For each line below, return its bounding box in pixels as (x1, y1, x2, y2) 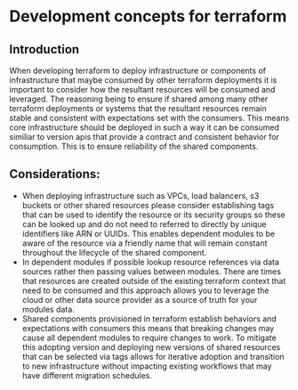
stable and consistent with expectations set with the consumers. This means (9, 113, 290, 123)
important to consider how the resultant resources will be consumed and (9, 85, 276, 94)
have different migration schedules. (21, 370, 153, 380)
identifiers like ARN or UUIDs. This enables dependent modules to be (21, 228, 276, 239)
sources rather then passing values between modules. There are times (21, 265, 282, 277)
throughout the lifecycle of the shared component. (21, 247, 207, 257)
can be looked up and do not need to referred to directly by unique (21, 218, 267, 229)
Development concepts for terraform (9, 6, 287, 27)
